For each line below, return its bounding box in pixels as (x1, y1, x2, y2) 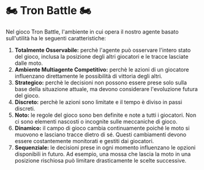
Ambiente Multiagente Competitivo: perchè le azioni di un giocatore (14, 65, 189, 73)
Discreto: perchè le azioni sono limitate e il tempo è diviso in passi (14, 98, 183, 106)
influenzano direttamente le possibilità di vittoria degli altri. (14, 72, 163, 79)
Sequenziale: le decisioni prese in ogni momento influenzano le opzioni (14, 144, 196, 151)
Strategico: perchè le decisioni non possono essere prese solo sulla (14, 79, 187, 86)
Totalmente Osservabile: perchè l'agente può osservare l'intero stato (14, 46, 191, 54)
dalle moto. (14, 59, 43, 67)
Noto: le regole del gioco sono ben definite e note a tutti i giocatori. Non (14, 111, 197, 119)
